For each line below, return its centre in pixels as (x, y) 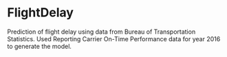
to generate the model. (40, 46)
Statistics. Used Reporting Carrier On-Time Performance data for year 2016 (114, 38)
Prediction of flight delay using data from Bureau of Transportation (101, 32)
